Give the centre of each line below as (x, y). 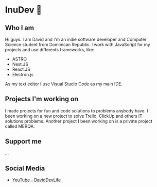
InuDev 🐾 (24, 10)
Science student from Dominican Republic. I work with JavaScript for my (78, 45)
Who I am (19, 28)
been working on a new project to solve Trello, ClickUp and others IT (74, 116)
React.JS (21, 69)
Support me (23, 142)
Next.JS (20, 64)
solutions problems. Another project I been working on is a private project (79, 121)
